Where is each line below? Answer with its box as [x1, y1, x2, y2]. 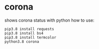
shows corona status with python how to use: [4, 17, 95, 23]
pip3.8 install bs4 [4, 31, 44, 36]
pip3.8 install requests [4, 26, 54, 31]
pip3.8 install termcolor [4, 35, 56, 40]
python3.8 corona [4, 39, 39, 44]
